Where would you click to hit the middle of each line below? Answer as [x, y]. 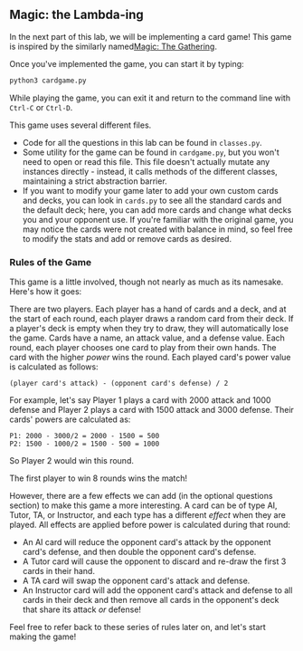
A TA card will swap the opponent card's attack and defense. [136, 580]
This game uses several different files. [80, 125]
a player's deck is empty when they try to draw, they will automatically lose [149, 328]
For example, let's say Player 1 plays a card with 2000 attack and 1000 [140, 400]
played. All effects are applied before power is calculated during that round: [150, 524]
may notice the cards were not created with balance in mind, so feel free [157, 229]
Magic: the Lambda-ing [77, 15]
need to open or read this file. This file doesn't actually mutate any [146, 161]
